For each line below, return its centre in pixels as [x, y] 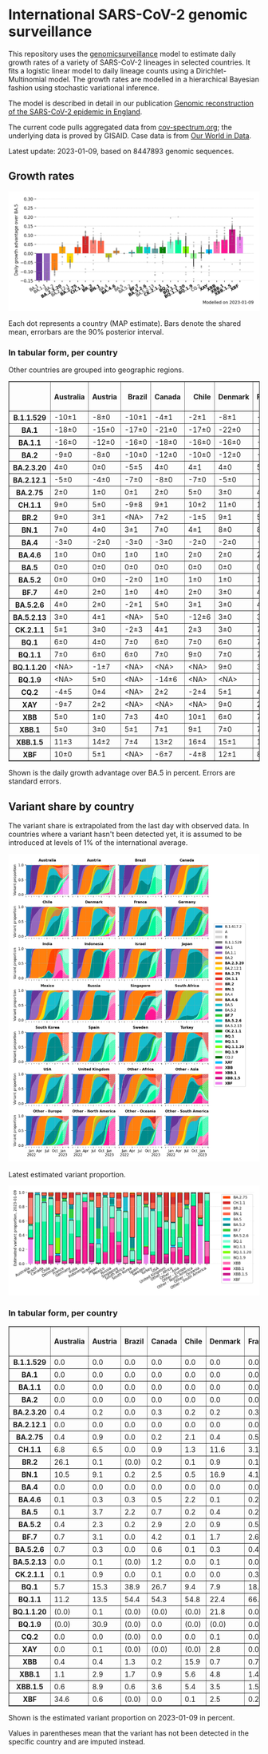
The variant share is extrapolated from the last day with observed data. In [129, 826]
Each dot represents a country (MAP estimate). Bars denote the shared [125, 323]
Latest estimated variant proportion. [67, 1174]
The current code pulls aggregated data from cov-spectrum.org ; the [120, 127]
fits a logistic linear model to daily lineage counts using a [101, 70]
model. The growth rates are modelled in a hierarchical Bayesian [154, 79]
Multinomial [28, 79]
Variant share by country [71, 806]
